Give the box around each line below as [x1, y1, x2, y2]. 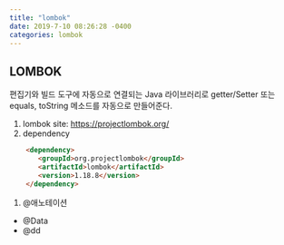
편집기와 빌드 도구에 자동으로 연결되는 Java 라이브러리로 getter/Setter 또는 [9, 89, 276, 100]
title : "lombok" [9, 13, 71, 23]
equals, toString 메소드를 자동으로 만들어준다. [9, 101, 172, 112]
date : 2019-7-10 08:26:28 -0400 [9, 22, 132, 31]
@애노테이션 [22, 197, 68, 208]
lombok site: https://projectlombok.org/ [22, 119, 170, 130]
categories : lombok [9, 30, 83, 39]
